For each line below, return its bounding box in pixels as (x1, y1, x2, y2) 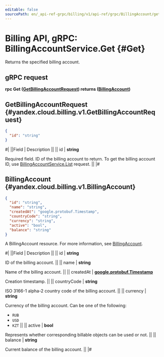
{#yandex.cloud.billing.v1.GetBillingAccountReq (5, 108, 156, 116)
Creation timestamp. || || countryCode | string (5, 278, 98, 284)
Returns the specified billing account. (5, 59, 80, 65)
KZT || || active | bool (12, 322, 54, 328)
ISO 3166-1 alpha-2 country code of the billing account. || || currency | (5, 288, 146, 294)
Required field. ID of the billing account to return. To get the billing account (5, 156, 155, 161)
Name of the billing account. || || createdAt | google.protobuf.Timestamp (5, 269, 153, 275)
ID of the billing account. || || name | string (5, 259, 91, 266)
